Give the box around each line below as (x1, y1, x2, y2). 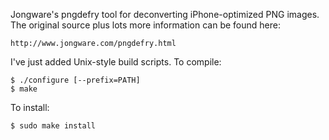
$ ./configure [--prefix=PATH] (10, 75, 141, 85)
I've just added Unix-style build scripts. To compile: (10, 56, 222, 68)
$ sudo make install (10, 121, 97, 131)
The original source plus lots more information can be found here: (10, 19, 281, 31)
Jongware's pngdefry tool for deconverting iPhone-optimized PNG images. (10, 9, 320, 20)
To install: (10, 102, 50, 113)
